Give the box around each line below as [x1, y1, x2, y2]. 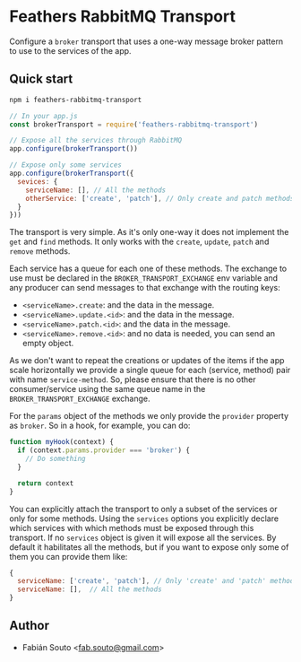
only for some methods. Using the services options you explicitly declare [9, 513, 279, 524]
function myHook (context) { [9, 438, 115, 447]
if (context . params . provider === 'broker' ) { [17, 446, 191, 455]
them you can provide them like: [9, 551, 128, 562]
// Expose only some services [9, 161, 123, 170]
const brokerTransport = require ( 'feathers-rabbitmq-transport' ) [9, 119, 258, 129]
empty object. [21, 338, 74, 349]
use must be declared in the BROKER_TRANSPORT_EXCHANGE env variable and [9, 273, 279, 283]
